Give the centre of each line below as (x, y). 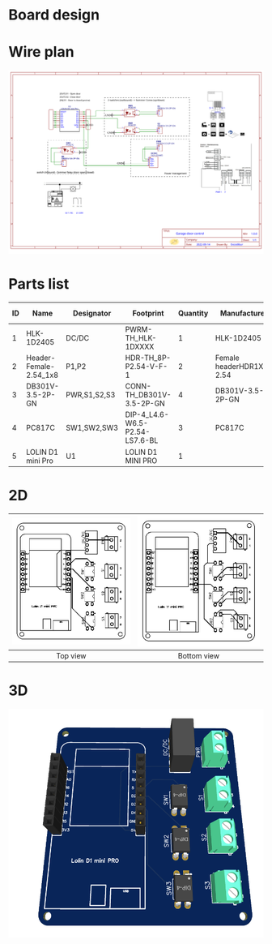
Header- (41, 358)
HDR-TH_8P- (148, 358)
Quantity (193, 313)
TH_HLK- (141, 337)
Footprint (148, 313)
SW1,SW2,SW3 (92, 427)
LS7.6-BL (142, 440)
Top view (71, 655)
